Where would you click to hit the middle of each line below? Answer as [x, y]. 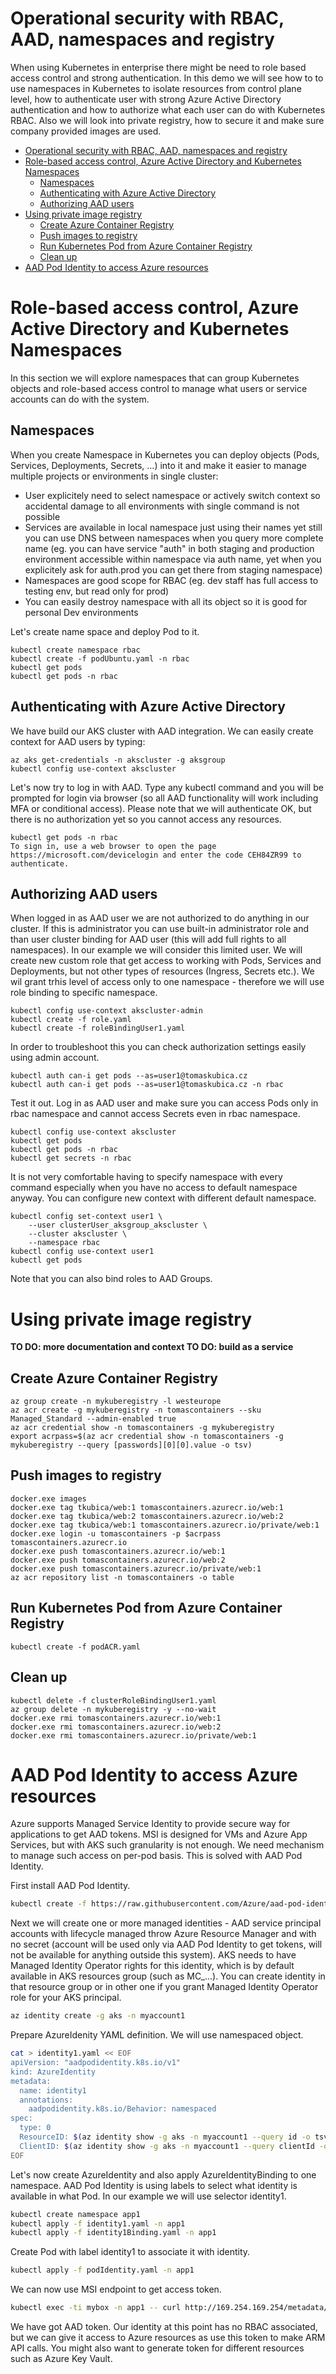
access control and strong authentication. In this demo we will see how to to [167, 78]
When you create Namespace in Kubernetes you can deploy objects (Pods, [165, 454]
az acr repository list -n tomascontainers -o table [122, 1577]
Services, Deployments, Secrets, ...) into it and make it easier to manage [159, 465]
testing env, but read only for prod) [97, 591]
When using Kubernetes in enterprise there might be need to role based [158, 67]
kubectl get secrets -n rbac [71, 1158]
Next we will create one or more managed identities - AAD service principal [166, 1923]
